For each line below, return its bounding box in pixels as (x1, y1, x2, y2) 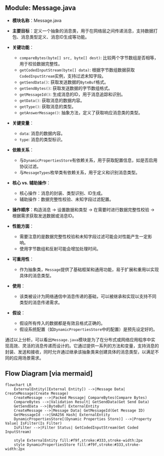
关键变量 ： (12, 120, 34, 126)
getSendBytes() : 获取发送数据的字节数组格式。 (19, 85, 113, 91)
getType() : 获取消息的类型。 (19, 104, 77, 109)
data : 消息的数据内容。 (19, 130, 65, 136)
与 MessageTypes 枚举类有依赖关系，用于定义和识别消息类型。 (19, 169, 140, 175)
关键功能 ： (12, 44, 34, 50)
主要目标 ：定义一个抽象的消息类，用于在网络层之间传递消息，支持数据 (12, 28, 154, 34)
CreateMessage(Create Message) (5, 391, 69, 396)
